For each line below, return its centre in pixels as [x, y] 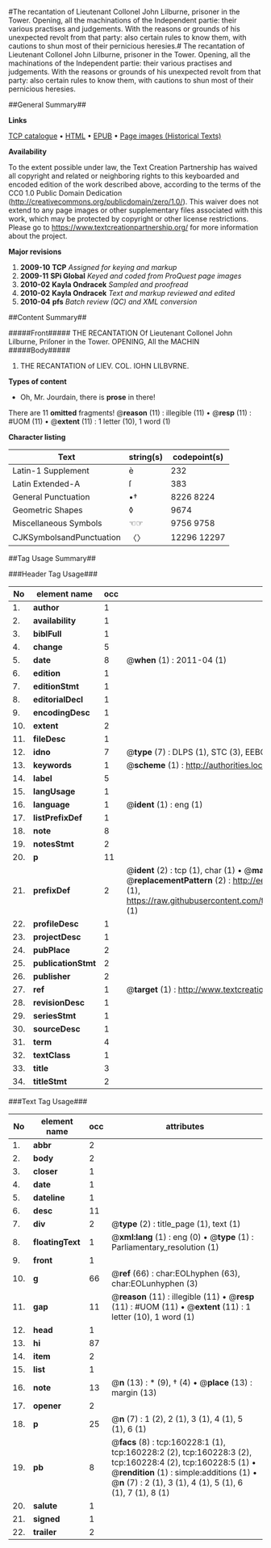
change [48, 647]
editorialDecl [58, 700]
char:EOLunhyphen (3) [155, 1283]
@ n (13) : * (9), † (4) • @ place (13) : [182, 1383]
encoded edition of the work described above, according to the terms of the [135, 184]
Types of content [38, 382]
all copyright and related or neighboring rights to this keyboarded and [124, 176]
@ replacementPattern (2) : [179, 880]
